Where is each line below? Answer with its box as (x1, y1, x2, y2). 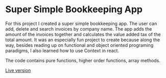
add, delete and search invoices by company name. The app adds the (5, 25, 152, 32)
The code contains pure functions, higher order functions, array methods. (5, 57, 161, 63)
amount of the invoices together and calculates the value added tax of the (5, 31, 161, 37)
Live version (5, 67, 31, 73)
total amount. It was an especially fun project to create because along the (5, 37, 160, 43)
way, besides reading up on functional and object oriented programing (5, 42, 154, 48)
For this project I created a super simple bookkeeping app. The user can (5, 20, 157, 27)
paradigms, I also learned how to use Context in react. (5, 47, 119, 54)
